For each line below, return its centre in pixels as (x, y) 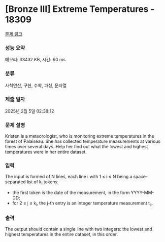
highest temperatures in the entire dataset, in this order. (62, 234)
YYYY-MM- (142, 193)
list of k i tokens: (43, 182)
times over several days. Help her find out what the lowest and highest (77, 147)
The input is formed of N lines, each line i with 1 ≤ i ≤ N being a (69, 177)
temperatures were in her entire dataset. (46, 152)
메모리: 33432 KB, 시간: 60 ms (35, 60)
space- (140, 177)
